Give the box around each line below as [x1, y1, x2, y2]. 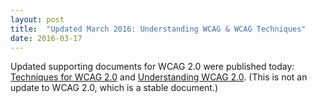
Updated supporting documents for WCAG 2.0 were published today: [10, 61, 295, 73]
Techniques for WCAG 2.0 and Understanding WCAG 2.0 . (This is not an [10, 71, 308, 83]
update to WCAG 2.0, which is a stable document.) [10, 82, 219, 94]
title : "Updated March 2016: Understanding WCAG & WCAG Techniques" [10, 24, 307, 34]
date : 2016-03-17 [10, 33, 83, 43]
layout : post [10, 14, 65, 25]
